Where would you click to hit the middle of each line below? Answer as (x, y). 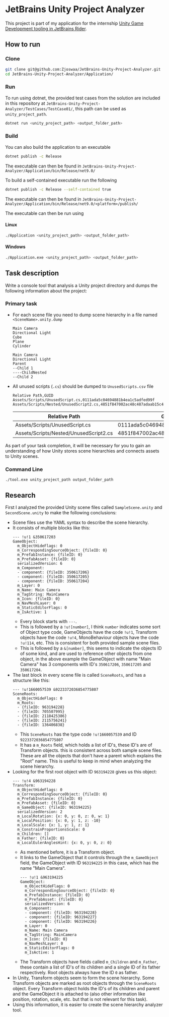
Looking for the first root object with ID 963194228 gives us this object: (85, 771)
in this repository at (25, 103)
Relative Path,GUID (33, 395)
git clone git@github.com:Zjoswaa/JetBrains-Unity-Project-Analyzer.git (83, 69)
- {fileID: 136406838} (41, 725)
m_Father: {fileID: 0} (41, 838)
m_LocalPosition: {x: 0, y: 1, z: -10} (59, 820)
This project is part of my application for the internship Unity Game (74, 23)
